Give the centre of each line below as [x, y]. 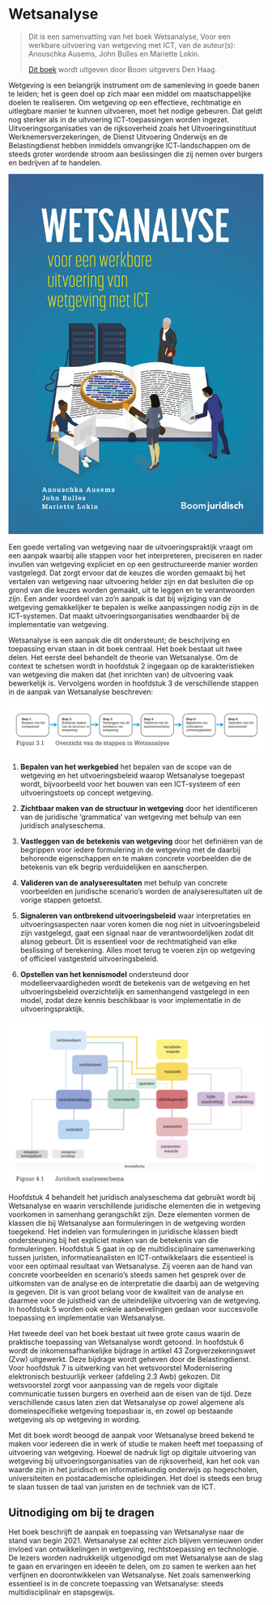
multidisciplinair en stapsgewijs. [62, 1592]
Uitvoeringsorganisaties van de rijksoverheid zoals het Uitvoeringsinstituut [132, 128]
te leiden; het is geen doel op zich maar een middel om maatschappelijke [130, 93]
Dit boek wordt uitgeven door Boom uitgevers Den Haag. [122, 69]
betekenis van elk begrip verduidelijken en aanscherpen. [114, 867]
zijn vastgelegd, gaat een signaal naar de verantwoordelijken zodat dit [137, 933]
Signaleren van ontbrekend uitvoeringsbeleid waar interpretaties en [135, 916]
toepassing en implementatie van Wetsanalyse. [87, 1318]
